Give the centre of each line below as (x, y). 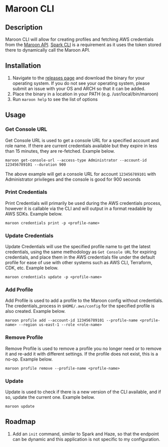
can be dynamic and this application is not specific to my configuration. (86, 439)
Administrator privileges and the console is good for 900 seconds (73, 179)
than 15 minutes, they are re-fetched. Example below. (60, 151)
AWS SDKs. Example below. (34, 213)
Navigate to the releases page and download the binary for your (78, 78)
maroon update (20, 406)
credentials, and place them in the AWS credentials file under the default (80, 257)
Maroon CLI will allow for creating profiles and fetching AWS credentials (79, 39)
